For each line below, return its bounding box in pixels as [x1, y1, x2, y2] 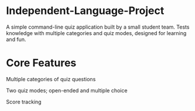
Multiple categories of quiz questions [6, 75, 96, 82]
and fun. [6, 36, 26, 43]
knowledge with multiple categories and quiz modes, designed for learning [6, 29, 187, 36]
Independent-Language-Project [6, 4, 165, 18]
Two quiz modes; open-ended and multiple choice [6, 86, 128, 94]
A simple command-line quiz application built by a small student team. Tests [6, 23, 190, 30]
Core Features [6, 57, 77, 70]
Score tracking [6, 98, 42, 105]
